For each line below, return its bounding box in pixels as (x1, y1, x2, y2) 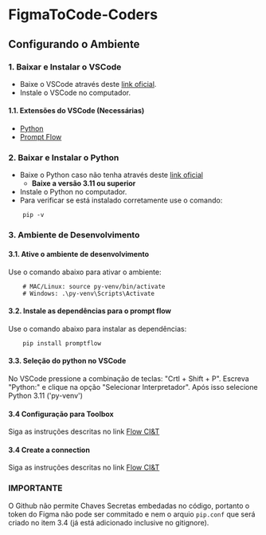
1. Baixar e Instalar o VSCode (8, 61, 122, 73)
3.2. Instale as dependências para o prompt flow (8, 306, 172, 316)
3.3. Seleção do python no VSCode (8, 356, 127, 366)
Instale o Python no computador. (19, 187, 127, 197)
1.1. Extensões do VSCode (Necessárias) (8, 106, 145, 116)
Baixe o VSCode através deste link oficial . (19, 79, 157, 89)
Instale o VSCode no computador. (19, 88, 131, 97)
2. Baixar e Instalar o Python (8, 152, 119, 163)
